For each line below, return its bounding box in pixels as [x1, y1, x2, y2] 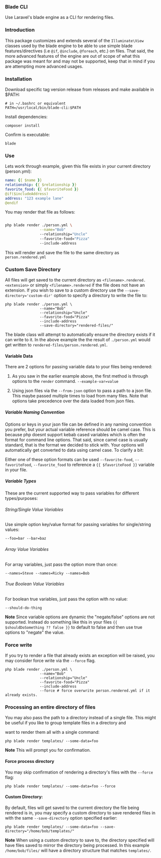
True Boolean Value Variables [5, 581, 64, 587]
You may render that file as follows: [5, 209, 75, 215]
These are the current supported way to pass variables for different [5, 490, 139, 496]
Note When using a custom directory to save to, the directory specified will [5, 837, 155, 843]
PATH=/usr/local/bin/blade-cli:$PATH [5, 105, 81, 110]
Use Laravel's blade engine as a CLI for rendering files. [5, 15, 115, 20]
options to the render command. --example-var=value [12, 379, 118, 384]
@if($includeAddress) [5, 191, 49, 196]
